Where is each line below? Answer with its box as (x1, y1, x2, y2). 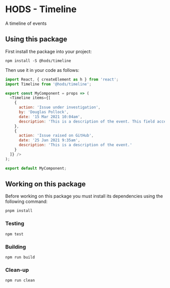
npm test (5, 231, 24, 236)
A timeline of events (5, 20, 47, 26)
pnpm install (5, 209, 33, 214)
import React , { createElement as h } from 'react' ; (5, 77, 119, 82)
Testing (5, 220, 24, 227)
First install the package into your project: (5, 48, 92, 54)
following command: (5, 198, 48, 204)
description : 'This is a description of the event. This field (18, 119, 155, 124)
